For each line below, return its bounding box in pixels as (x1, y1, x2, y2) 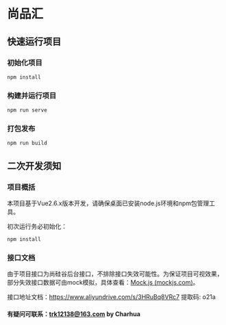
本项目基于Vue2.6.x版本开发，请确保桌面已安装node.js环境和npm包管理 (7, 199, 210, 207)
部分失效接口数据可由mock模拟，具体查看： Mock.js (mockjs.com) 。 (7, 278, 199, 287)
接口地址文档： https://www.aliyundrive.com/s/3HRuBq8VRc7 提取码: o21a (7, 293, 216, 301)
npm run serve (7, 107, 48, 114)
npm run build (7, 140, 48, 147)
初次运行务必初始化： (7, 222, 67, 231)
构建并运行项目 (7, 90, 57, 100)
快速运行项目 (7, 36, 62, 47)
